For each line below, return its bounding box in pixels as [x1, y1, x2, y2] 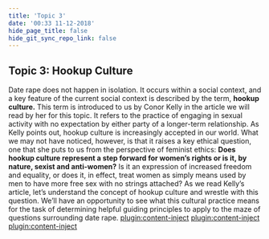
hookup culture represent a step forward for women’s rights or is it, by [8, 153, 247, 163]
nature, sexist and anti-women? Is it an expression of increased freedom [8, 162, 252, 172]
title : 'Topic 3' [8, 11, 67, 20]
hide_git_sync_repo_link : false [8, 34, 116, 43]
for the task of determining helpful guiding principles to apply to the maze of [8, 205, 261, 214]
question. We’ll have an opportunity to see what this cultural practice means [8, 196, 259, 205]
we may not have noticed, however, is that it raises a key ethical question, [8, 136, 251, 146]
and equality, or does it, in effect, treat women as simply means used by [8, 170, 247, 180]
